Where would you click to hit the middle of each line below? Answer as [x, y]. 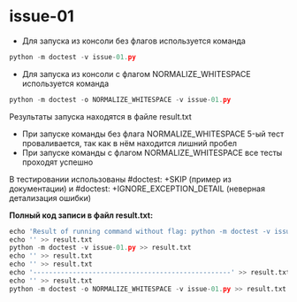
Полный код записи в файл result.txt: [81, 215]
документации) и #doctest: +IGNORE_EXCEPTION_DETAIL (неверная [137, 189]
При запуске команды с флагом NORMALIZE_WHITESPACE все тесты [152, 152]
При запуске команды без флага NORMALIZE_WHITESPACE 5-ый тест [153, 134]
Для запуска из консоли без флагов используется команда [133, 41]
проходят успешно [57, 162]
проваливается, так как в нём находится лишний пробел [129, 143]
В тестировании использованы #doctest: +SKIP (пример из [120, 179]
